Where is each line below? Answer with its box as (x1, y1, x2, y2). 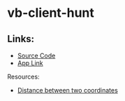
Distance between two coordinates (17, 86, 119, 94)
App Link (17, 59, 43, 67)
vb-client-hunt (7, 5, 94, 21)
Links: (7, 33, 35, 45)
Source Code (17, 51, 56, 60)
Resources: (7, 72, 40, 81)
